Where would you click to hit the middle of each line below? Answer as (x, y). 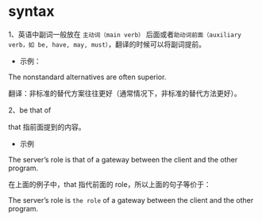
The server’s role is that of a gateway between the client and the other (123, 159)
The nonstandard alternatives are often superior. (87, 77)
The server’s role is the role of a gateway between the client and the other (131, 200)
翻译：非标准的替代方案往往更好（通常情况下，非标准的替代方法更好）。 (125, 93)
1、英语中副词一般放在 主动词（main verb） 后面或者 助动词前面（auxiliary (125, 34)
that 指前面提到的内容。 (47, 127)
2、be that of (30, 110)
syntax (31, 11)
